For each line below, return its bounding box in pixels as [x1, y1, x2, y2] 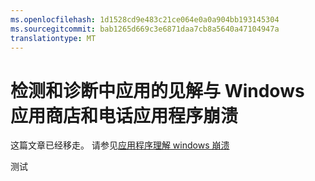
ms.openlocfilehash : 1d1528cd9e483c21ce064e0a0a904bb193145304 [10, 14, 280, 25]
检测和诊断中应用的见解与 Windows [10, 79, 305, 102]
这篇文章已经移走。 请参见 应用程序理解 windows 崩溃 [10, 139, 230, 151]
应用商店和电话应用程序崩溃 [10, 104, 239, 127]
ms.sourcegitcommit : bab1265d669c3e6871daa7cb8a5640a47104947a [10, 24, 280, 34]
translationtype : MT [10, 33, 97, 43]
